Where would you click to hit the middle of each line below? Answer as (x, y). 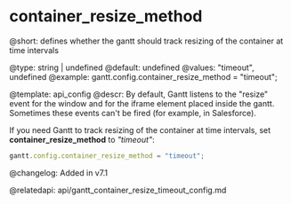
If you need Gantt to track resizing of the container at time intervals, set (140, 129)
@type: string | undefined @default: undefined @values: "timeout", (132, 67)
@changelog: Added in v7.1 (59, 173)
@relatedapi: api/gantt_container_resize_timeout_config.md (118, 190)
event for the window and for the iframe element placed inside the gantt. (142, 103)
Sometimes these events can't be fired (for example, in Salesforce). (133, 113)
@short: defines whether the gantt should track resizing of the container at (146, 41)
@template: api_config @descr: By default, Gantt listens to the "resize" (139, 94)
